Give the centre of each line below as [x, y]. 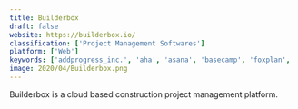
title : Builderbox [44, 18]
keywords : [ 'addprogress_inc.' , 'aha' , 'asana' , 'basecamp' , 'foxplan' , [150, 60]
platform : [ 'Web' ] [44, 52]
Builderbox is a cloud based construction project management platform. [144, 94]
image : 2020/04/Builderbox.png [69, 69]
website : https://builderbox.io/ [73, 35]
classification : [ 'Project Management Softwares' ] [107, 43]
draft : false [34, 26]
